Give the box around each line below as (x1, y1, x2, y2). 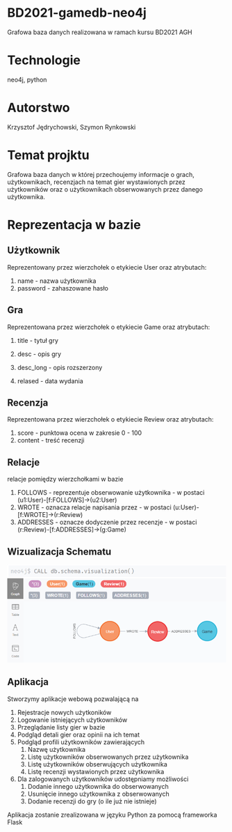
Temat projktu (7, 148, 90, 163)
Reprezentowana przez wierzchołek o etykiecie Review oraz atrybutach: (7, 415, 214, 424)
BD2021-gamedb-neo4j (7, 5, 147, 21)
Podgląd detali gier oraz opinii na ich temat (17, 730, 140, 739)
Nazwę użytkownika (27, 745, 85, 753)
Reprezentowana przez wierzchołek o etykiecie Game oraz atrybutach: (7, 323, 210, 331)
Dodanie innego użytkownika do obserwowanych (27, 782, 169, 790)
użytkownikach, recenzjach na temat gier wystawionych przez (7, 178, 185, 186)
